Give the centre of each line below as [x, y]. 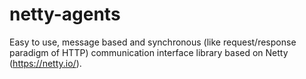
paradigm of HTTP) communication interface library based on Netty [149, 52]
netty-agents [65, 14]
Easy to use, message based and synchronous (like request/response [153, 42]
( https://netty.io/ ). [45, 63]
